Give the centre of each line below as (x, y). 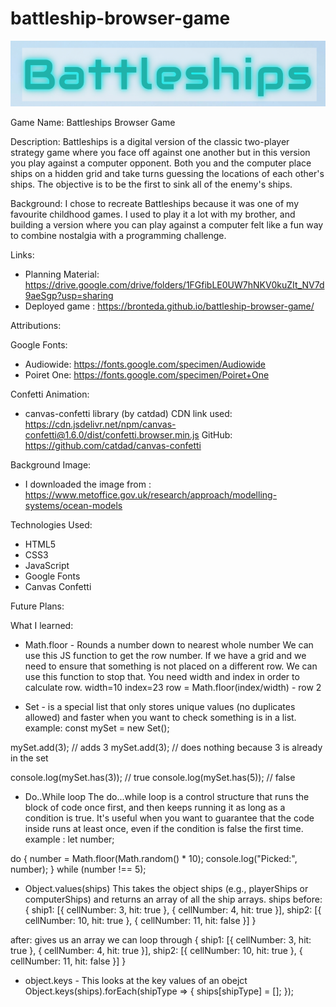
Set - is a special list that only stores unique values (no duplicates (160, 707)
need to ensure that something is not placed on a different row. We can (171, 666)
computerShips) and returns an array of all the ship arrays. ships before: (173, 899)
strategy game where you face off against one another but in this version (160, 153)
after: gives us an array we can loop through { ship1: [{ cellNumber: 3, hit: (161, 940)
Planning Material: (62, 274)
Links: (22, 255)
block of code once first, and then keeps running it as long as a (155, 808)
